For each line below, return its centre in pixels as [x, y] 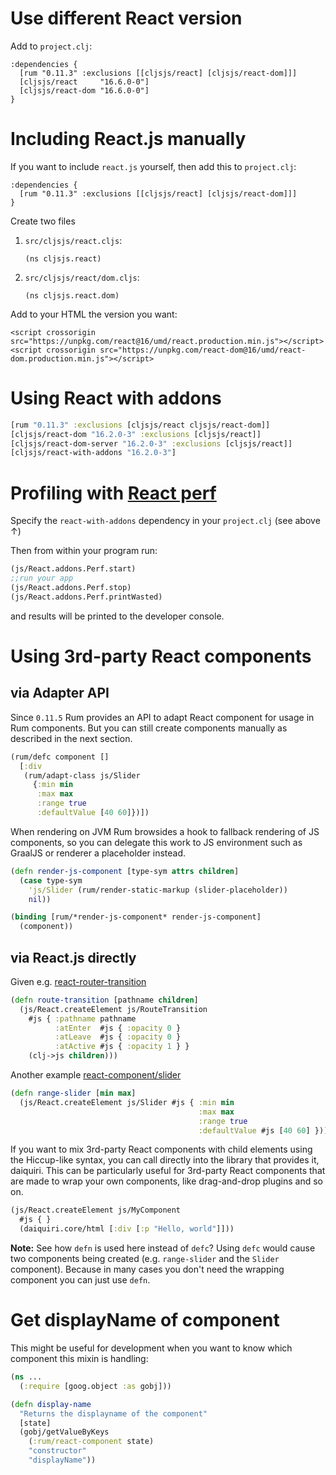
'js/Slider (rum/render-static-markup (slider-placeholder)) [158, 890]
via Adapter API [60, 693]
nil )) [40, 899]
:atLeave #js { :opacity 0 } [118, 1037]
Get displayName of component [145, 1320]
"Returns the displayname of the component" [113, 1413]
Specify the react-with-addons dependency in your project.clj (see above [165, 521]
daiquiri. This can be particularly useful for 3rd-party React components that [168, 1171]
